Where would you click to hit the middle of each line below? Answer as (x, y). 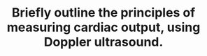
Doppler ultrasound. (103, 42)
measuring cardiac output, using (103, 27)
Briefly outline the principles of (103, 13)
